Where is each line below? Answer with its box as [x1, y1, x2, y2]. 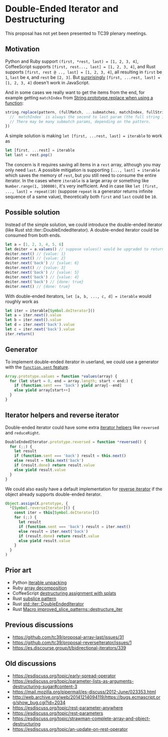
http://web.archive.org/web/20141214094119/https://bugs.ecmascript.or [12, 694, 161, 700]
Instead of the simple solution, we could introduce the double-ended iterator [5, 222, 162, 228]
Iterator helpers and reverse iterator [5, 411, 119, 419]
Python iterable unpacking [12, 579, 67, 585]
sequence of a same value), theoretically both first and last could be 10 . [5, 194, 157, 199]
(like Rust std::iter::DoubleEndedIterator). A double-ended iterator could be [5, 227, 159, 233]
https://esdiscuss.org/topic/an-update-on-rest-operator [12, 726, 128, 732]
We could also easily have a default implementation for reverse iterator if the [5, 486, 162, 492]
